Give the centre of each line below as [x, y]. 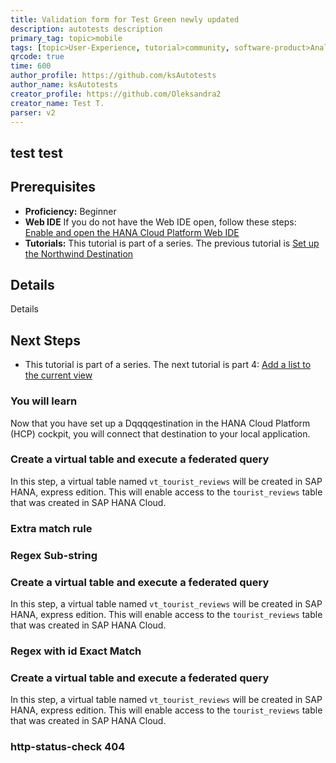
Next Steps [45, 340]
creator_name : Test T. [57, 103]
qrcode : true [37, 57]
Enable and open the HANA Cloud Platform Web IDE [132, 232]
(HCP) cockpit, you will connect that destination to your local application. [160, 433]
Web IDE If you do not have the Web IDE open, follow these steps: [160, 222]
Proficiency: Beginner [70, 211]
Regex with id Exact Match [76, 651]
